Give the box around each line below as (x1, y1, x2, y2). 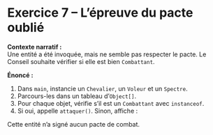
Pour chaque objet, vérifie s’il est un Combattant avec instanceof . (17, 99, 205, 107)
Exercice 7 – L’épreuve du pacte (7, 5, 193, 21)
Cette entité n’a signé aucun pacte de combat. (7, 120, 140, 128)
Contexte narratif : (7, 42, 62, 51)
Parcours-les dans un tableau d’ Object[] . (17, 92, 137, 100)
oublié (7, 19, 45, 35)
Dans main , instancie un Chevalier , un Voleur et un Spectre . (17, 84, 188, 93)
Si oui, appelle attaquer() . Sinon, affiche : (17, 106, 138, 115)
